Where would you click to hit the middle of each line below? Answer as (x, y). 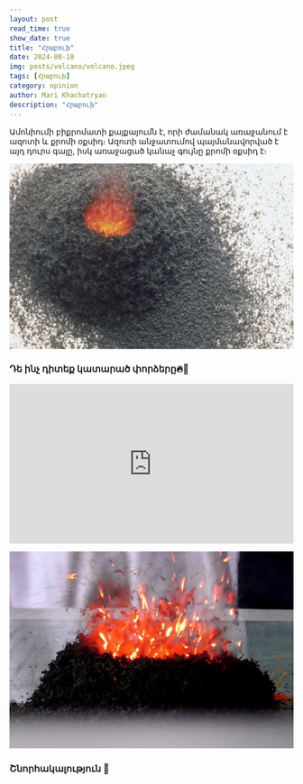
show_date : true (40, 38)
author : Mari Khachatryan (58, 95)
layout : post (34, 19)
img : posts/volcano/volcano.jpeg (72, 67)
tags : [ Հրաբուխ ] (40, 77)
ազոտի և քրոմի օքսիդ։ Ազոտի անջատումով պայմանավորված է (144, 141)
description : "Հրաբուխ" (54, 105)
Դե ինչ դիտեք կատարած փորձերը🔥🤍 (99, 369)
